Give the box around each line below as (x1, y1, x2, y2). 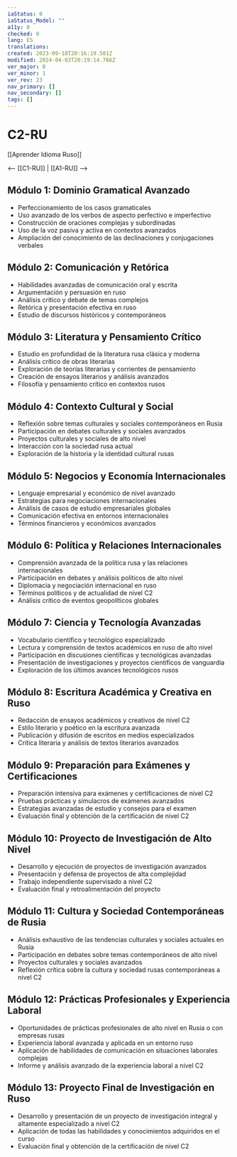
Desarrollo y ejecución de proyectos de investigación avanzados (17, 863, 207, 871)
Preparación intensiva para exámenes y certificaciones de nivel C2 (17, 789, 214, 798)
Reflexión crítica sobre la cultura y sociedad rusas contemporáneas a (17, 965, 221, 974)
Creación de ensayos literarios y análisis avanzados (17, 372, 169, 381)
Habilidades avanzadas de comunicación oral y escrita (17, 280, 178, 289)
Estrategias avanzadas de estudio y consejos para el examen (17, 804, 197, 813)
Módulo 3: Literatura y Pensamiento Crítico (7, 331, 202, 343)
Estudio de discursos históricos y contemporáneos (17, 310, 167, 319)
